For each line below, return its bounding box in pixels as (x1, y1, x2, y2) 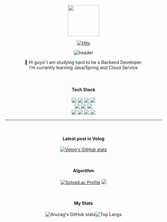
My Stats (74, 200, 93, 206)
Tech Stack (72, 86, 95, 92)
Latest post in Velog (62, 136, 105, 142)
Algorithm (73, 168, 94, 173)
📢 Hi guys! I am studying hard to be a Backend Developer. (24, 60, 143, 65)
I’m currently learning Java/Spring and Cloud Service (29, 65, 138, 71)
